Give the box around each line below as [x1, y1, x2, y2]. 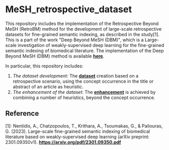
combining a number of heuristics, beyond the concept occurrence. [12, 94, 156, 101]
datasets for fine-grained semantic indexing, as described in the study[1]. [5, 31, 160, 37]
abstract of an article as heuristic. [12, 83, 84, 90]
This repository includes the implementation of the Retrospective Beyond [5, 20, 159, 27]
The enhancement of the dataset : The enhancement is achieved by [12, 89, 156, 95]
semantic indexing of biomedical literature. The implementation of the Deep [5, 47, 164, 54]
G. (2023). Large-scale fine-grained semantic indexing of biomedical [5, 128, 150, 134]
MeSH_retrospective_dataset [5, 4, 132, 15]
